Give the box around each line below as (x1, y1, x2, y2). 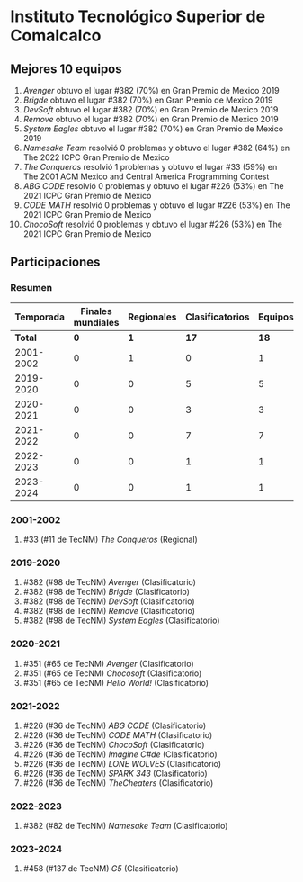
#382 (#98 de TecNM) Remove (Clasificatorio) (22, 606, 196, 616)
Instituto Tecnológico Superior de (10, 6, 266, 27)
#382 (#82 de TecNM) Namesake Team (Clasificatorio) (22, 821, 228, 832)
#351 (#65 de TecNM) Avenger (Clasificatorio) (22, 658, 194, 669)
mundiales (73, 316, 120, 328)
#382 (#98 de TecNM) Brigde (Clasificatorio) (22, 587, 190, 598)
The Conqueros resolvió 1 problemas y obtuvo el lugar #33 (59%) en (22, 162, 278, 172)
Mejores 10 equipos (10, 61, 122, 76)
